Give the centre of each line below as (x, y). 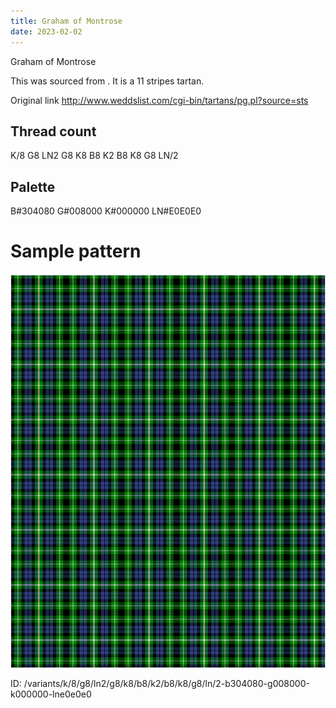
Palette (33, 186)
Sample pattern (76, 251)
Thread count (53, 131)
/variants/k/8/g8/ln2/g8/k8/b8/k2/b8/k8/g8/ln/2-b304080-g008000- (166, 684)
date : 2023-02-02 (46, 31)
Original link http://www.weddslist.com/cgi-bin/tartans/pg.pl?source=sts (159, 100)
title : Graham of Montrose (66, 21)
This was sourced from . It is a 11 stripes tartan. (107, 81)
